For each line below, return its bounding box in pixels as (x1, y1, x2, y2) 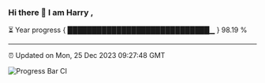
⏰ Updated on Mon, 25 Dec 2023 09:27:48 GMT (8, 51, 166, 60)
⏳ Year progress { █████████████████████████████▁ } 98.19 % (8, 25, 248, 34)
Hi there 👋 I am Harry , (8, 7, 94, 18)
